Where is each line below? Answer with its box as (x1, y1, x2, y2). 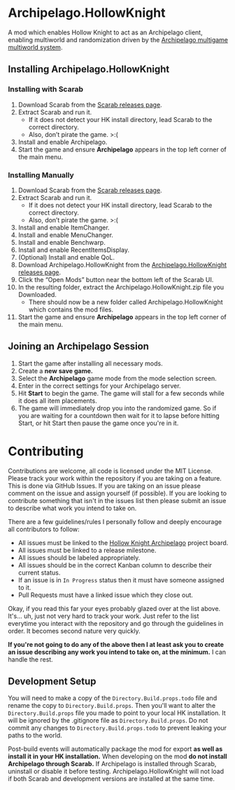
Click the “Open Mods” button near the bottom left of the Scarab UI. (17, 275, 214, 283)
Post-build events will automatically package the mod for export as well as (8, 745, 223, 754)
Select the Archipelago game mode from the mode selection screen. (17, 374, 217, 382)
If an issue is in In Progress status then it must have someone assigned (17, 575, 225, 584)
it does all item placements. (17, 396, 97, 405)
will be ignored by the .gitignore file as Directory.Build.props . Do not (8, 716, 208, 725)
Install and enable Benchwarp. (17, 238, 106, 246)
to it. (17, 583, 31, 591)
